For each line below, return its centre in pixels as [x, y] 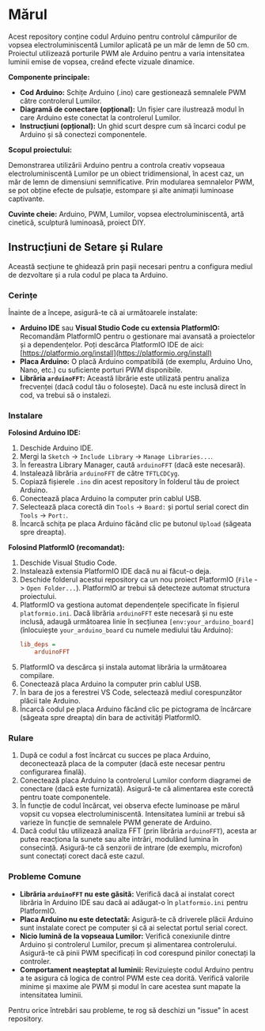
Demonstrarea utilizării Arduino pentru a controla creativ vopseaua [117, 165]
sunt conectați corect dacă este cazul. [82, 856]
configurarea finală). [53, 772]
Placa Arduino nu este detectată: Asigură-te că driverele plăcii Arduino [136, 919]
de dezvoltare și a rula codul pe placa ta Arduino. [88, 275]
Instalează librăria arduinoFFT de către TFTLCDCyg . [100, 473]
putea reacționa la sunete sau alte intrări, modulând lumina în [119, 840]
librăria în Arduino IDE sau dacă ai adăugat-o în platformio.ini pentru [134, 902]
